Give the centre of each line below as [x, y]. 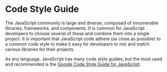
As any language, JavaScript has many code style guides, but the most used [84, 59]
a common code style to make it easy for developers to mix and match [77, 44]
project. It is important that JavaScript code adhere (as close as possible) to [83, 39]
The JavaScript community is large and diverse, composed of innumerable [82, 23]
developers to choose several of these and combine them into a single [77, 33]
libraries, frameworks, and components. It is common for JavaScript [75, 28]
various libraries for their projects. [40, 49]
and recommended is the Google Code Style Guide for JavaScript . [73, 64]
